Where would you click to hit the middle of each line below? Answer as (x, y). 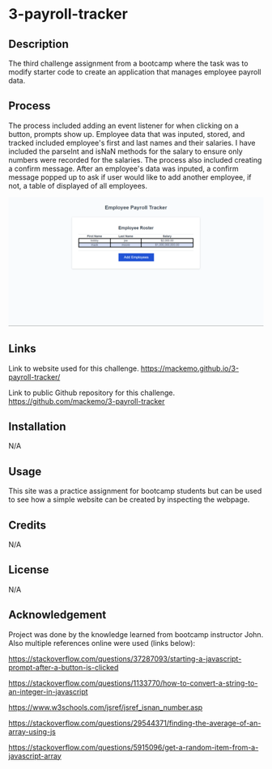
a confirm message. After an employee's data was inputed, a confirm (123, 168)
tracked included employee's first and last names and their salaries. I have (132, 142)
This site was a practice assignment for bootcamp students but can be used (135, 491)
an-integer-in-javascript (48, 691)
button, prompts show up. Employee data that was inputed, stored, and (127, 134)
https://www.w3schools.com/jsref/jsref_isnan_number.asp (106, 707)
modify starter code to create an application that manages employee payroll (135, 72)
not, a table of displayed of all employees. (78, 185)
